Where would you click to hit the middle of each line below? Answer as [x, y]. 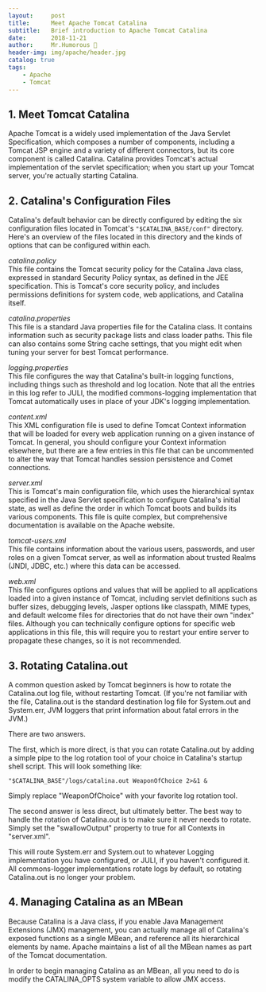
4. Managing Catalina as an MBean [96, 903]
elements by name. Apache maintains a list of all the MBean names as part [130, 947]
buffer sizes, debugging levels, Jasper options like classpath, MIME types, [130, 607]
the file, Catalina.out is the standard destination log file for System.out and [130, 702]
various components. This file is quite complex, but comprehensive [118, 517]
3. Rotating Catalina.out [68, 665]
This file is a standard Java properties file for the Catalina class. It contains [130, 327]
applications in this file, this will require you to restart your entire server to [129, 632]
